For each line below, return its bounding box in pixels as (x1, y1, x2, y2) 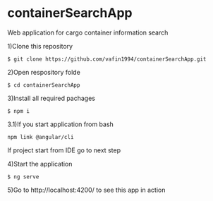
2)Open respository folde (7, 68, 81, 76)
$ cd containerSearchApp (7, 81, 80, 89)
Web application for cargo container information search (7, 28, 169, 37)
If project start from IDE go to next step (7, 146, 121, 154)
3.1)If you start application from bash (7, 120, 114, 128)
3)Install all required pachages (7, 94, 95, 102)
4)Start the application (7, 159, 73, 168)
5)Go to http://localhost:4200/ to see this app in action (7, 185, 166, 194)
